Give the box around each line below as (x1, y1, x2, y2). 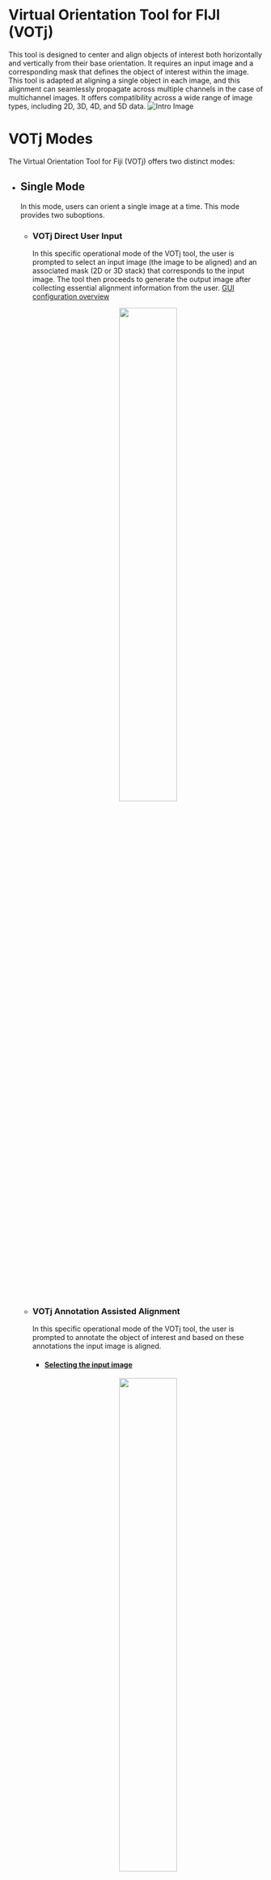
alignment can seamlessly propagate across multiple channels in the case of (8, 83, 264, 94)
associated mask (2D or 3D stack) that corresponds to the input (32, 266, 245, 275)
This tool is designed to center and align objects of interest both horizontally (8, 49, 263, 59)
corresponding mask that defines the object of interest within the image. (8, 66, 249, 76)
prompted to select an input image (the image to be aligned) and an (32, 257, 257, 266)
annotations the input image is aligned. (32, 1342, 162, 1351)
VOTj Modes (8, 130, 93, 148)
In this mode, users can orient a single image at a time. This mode (19, 201, 240, 211)
